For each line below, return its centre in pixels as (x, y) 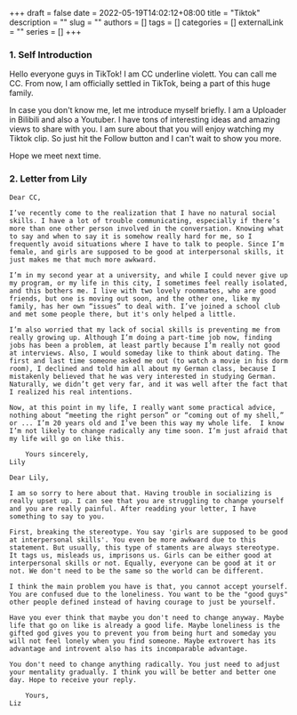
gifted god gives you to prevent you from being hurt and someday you (143, 633)
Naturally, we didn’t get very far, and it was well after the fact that (149, 384)
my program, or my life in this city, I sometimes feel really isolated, (149, 283)
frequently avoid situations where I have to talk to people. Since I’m (147, 244)
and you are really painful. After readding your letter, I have (132, 509)
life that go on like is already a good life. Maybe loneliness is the (144, 625)
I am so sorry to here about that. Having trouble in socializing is (141, 493)
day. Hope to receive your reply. (73, 679)
